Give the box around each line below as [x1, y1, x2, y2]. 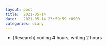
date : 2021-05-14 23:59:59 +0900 [5, 16, 80, 21]
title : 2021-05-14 [5, 12, 46, 17]
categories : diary [5, 21, 44, 26]
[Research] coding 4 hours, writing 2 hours [12, 35, 102, 41]
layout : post [5, 7, 33, 12]
